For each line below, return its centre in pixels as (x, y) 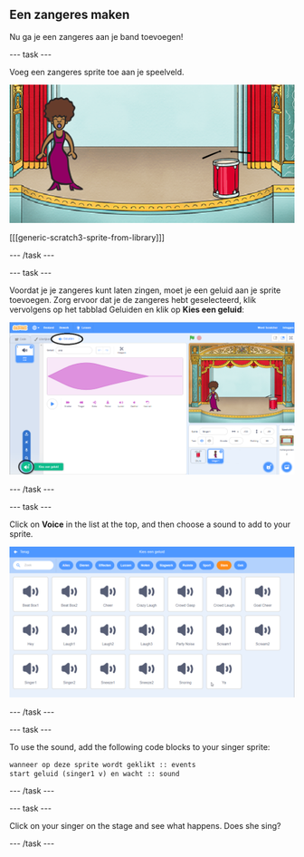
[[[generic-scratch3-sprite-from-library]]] (87, 237)
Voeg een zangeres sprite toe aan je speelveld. (97, 72)
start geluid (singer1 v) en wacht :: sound (95, 774)
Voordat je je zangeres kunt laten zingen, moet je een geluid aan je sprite (145, 290)
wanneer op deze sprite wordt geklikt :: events (103, 765)
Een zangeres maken (70, 15)
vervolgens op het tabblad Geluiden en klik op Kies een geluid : (127, 309)
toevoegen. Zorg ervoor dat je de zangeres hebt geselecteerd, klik (133, 299)
